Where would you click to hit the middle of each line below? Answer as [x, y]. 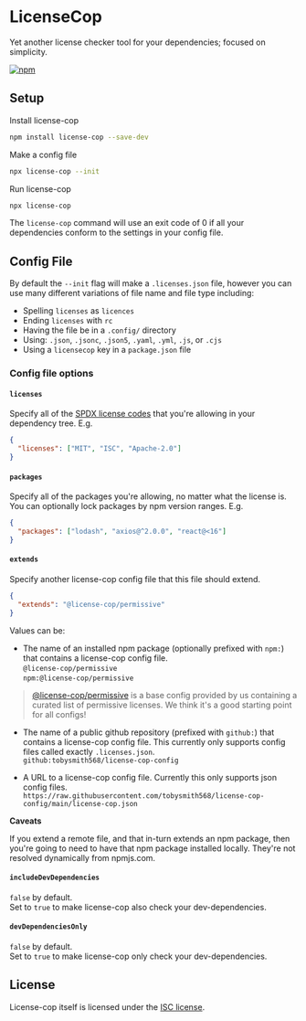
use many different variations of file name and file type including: [132, 293]
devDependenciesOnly [49, 927]
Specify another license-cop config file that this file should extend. [135, 579]
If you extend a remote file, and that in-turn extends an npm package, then [150, 838]
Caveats [26, 821]
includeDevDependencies [55, 878]
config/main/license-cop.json [80, 803]
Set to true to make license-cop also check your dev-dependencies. [138, 907]
